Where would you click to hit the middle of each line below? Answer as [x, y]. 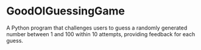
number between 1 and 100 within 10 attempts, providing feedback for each [101, 34]
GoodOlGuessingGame [65, 11]
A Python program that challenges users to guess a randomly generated [97, 28]
